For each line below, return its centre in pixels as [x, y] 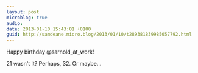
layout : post [23, 12]
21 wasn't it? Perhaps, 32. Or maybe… [54, 64]
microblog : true [27, 18]
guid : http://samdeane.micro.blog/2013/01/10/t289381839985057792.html [99, 35]
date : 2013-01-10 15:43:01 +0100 [49, 29]
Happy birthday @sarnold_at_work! [50, 52]
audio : [15, 23]
